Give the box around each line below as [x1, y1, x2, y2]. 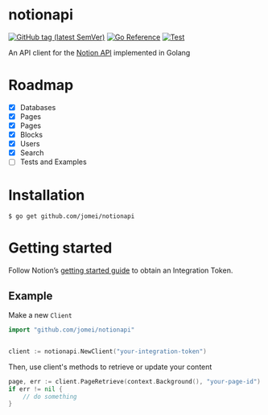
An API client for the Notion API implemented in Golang [8, 47, 191, 57]
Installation [8, 186, 85, 204]
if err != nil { [8, 384, 63, 393]
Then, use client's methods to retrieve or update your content [8, 362, 212, 372]
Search [19, 148, 44, 158]
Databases [19, 102, 56, 112]
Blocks [19, 130, 43, 140]
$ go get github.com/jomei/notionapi [8, 212, 135, 220]
